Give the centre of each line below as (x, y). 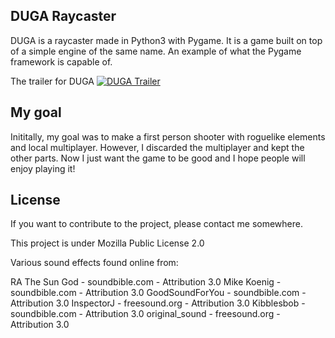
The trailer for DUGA (52, 81)
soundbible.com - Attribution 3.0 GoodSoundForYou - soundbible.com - (158, 293)
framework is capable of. (61, 61)
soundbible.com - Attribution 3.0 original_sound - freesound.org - (145, 314)
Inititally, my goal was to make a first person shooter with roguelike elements (168, 136)
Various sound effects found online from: (94, 263)
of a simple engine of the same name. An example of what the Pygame (156, 51)
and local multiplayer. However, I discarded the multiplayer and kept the (157, 147)
